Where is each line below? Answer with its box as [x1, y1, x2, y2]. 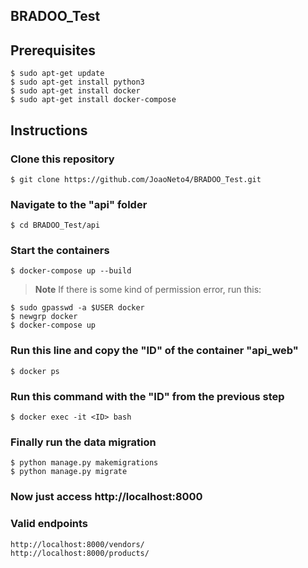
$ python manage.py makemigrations [10, 458, 159, 468]
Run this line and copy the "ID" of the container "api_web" [10, 344, 299, 358]
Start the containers [10, 244, 110, 258]
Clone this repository [10, 152, 115, 166]
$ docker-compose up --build [10, 266, 132, 276]
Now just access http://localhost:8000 [10, 490, 203, 504]
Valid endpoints [10, 517, 89, 531]
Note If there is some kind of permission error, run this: [34, 284, 262, 296]
